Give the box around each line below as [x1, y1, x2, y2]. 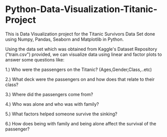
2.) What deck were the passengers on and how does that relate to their [5, 76, 155, 82]
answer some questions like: [5, 56, 65, 62]
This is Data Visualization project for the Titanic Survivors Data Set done [5, 31, 155, 37]
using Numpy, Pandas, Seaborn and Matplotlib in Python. [5, 36, 124, 42]
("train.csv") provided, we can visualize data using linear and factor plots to [5, 51, 162, 57]
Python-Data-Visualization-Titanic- [5, 4, 158, 15]
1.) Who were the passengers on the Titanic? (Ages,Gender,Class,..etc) [5, 66, 152, 73]
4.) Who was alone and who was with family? [5, 101, 99, 107]
